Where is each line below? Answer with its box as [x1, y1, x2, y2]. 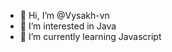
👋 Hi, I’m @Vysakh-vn [19, 10, 110, 21]
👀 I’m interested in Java [19, 20, 117, 32]
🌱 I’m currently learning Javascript [19, 31, 162, 42]
